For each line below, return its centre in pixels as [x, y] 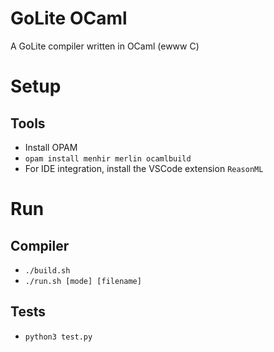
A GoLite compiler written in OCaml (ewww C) [105, 46]
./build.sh [47, 270]
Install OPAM [51, 147]
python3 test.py [58, 337]
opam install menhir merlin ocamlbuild [108, 158]
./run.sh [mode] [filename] [83, 281]
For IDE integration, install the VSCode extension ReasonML [144, 168]
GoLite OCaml [69, 18]
